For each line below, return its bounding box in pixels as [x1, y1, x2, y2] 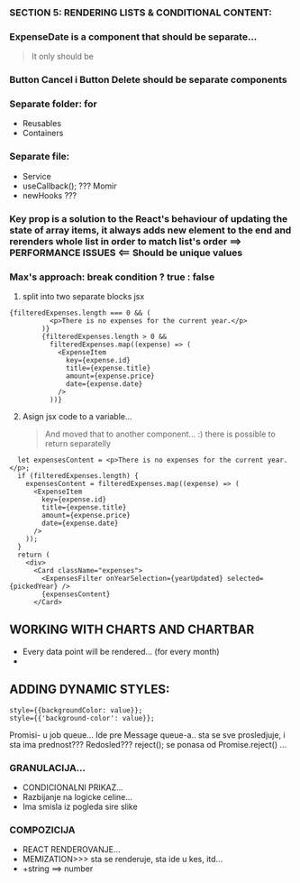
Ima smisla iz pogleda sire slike [22, 801, 138, 812]
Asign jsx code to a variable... [22, 410, 132, 421]
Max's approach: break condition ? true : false [9, 271, 215, 283]
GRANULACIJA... [9, 761, 86, 774]
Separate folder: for [9, 97, 97, 110]
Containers [22, 128, 64, 139]
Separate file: [9, 151, 70, 163]
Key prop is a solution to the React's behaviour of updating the [9, 212, 288, 225]
